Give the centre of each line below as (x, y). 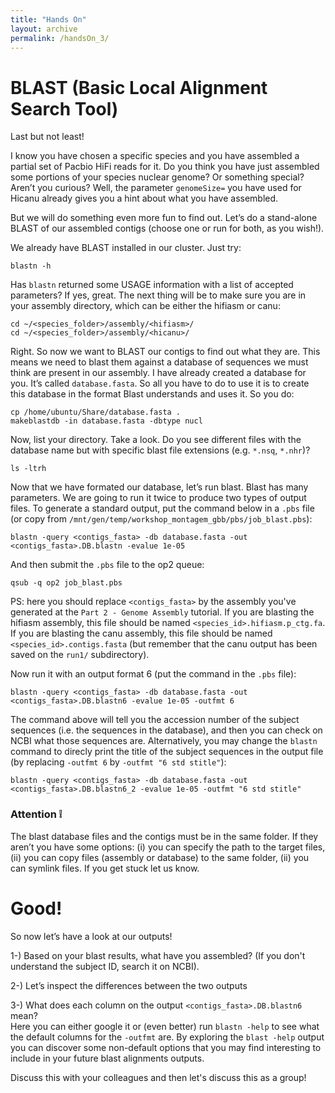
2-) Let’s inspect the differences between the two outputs (129, 985)
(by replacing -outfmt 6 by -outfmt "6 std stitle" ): (118, 762)
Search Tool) (64, 108)
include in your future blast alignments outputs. (107, 1058)
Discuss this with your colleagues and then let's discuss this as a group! (158, 1077)
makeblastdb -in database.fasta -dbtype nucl (106, 421)
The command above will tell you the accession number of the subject (155, 720)
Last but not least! (47, 137)
